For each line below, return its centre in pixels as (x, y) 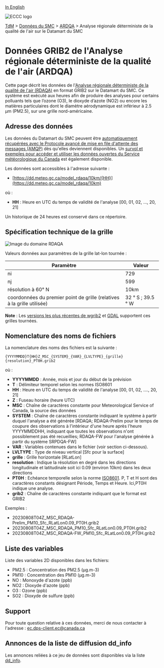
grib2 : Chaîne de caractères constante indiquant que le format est (79, 494)
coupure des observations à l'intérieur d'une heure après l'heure (77, 426)
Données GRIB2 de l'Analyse (64, 51)
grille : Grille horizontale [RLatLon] (47, 457)
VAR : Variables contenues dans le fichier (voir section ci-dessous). (80, 447)
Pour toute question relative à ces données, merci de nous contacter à (76, 623)
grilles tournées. (21, 321)
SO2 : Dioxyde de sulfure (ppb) (43, 596)
